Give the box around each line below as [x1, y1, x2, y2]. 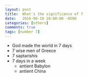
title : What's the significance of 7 [5, 12, 83, 16]
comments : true [5, 25, 36, 30]
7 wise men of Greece [12, 48, 57, 53]
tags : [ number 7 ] [5, 29, 40, 34]
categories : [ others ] [5, 20, 49, 26]
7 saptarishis [12, 53, 38, 58]
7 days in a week [12, 58, 46, 64]
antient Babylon [19, 63, 51, 69]
